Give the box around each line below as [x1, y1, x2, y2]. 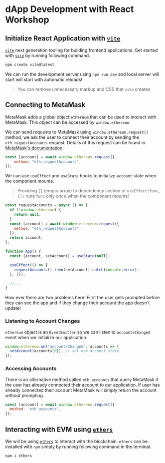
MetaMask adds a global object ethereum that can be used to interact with [5, 114, 157, 120]
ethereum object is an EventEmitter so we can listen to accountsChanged [5, 329, 151, 335]
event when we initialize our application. [5, 334, 88, 340]
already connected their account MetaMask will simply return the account [5, 387, 157, 393]
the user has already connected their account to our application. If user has [5, 382, 161, 388]
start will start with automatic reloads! [5, 76, 83, 82]
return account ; [9, 235, 43, 240]
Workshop [5, 14, 49, 25]
